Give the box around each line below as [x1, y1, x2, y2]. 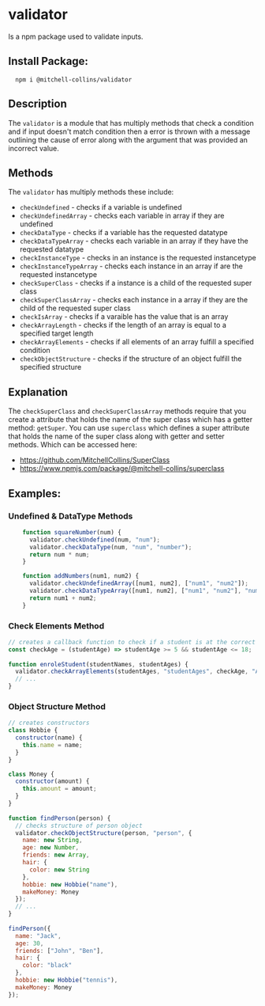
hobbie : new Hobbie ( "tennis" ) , [15, 976, 118, 985]
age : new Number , [22, 844, 80, 852]
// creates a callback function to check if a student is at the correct [8, 638, 256, 646]
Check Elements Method [8, 620, 105, 631]
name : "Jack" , [15, 932, 62, 940]
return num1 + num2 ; [28, 594, 97, 602]
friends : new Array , [22, 851, 90, 860]
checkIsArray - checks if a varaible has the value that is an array [19, 312, 229, 321]
